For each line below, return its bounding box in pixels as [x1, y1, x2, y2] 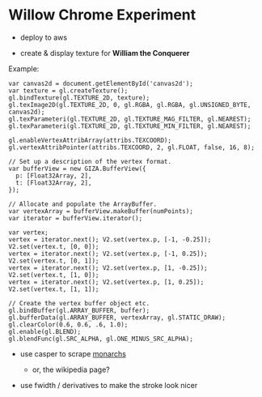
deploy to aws [19, 32, 67, 42]
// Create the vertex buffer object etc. [8, 299, 150, 307]
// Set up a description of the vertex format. [8, 157, 172, 165]
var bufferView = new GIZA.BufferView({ [8, 164, 147, 173]
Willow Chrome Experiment [8, 6, 196, 24]
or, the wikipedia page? [32, 365, 111, 374]
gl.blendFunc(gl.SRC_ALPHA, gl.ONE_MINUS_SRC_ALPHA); [8, 335, 194, 343]
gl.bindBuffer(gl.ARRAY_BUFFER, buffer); [8, 306, 150, 314]
